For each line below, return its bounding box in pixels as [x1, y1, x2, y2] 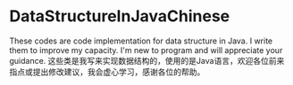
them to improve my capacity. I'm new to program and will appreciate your [9, 44, 283, 55]
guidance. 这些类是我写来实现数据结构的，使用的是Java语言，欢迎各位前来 [9, 55, 285, 66]
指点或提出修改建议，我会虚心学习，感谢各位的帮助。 [9, 66, 205, 77]
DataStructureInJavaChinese [9, 6, 230, 27]
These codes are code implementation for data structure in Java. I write [9, 35, 273, 46]
